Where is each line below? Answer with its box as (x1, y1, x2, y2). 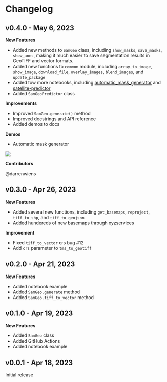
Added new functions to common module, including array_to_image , (12, 63, 152, 69)
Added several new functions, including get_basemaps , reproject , (12, 208, 150, 215)
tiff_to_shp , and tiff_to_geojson (12, 214, 85, 220)
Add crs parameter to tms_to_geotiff (12, 245, 92, 251)
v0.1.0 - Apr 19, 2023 (5, 309, 73, 318)
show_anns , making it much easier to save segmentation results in (12, 52, 150, 58)
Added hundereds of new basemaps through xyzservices (12, 220, 134, 226)
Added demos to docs (12, 121, 60, 127)
